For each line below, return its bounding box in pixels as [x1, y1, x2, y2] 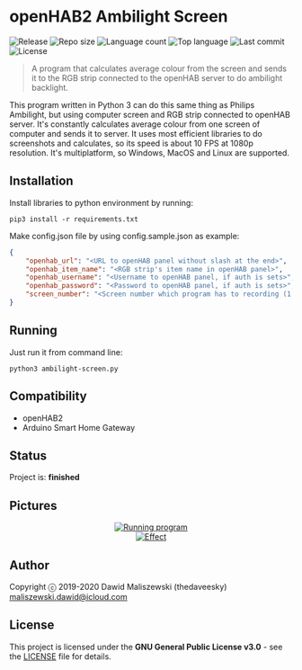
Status [9, 448, 48, 463]
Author [9, 558, 49, 573]
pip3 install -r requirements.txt [9, 214, 139, 224]
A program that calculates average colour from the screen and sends [31, 63, 288, 74]
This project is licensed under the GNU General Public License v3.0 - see [9, 641, 283, 652]
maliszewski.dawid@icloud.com [9, 591, 128, 602]
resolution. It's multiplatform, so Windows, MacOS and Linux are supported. [9, 147, 290, 158]
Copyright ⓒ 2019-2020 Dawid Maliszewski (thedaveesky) [9, 581, 227, 592]
